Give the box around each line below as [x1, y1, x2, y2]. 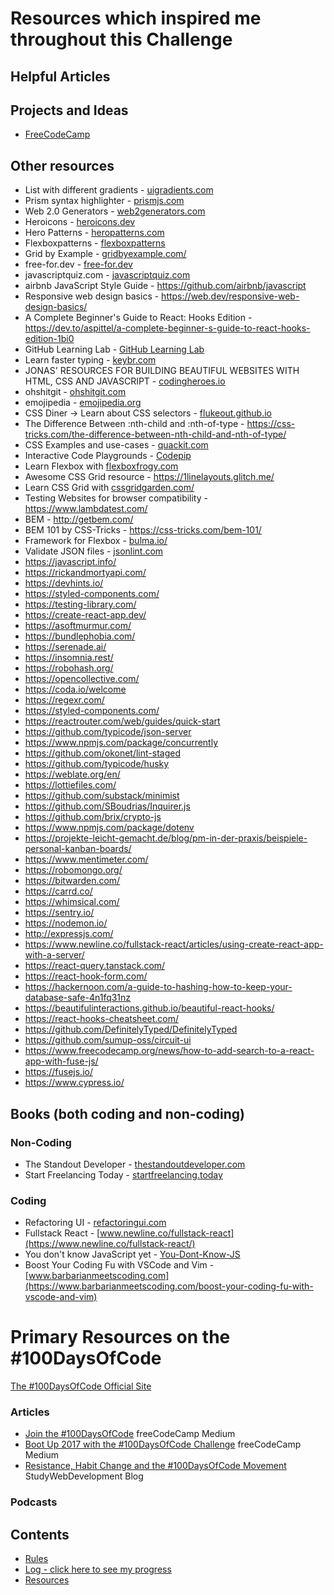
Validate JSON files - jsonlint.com [24, 545, 164, 557]
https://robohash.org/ [24, 662, 114, 674]
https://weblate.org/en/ [24, 768, 121, 781]
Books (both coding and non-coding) [10, 1105, 245, 1122]
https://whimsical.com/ [24, 896, 120, 908]
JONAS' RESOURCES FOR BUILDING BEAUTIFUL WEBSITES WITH [24, 365, 300, 377]
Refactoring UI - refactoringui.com [24, 1217, 167, 1229]
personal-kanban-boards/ [24, 843, 132, 855]
